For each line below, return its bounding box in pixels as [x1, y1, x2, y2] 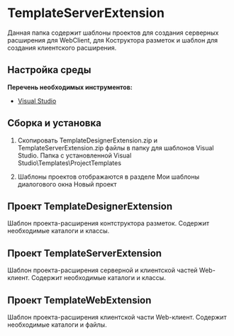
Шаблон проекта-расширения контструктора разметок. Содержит [7, 219, 210, 228]
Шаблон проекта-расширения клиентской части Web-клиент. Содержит [7, 313, 227, 321]
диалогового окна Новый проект [17, 179, 117, 189]
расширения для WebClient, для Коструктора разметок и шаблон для [7, 35, 218, 44]
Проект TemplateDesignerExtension [7, 200, 172, 212]
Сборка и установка [7, 117, 101, 129]
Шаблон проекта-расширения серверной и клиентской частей [7, 266, 198, 274]
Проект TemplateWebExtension [7, 294, 152, 306]
